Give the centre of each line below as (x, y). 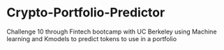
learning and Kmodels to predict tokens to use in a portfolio (92, 38)
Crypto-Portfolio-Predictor (86, 13)
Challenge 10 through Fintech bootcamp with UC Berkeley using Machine (112, 32)
